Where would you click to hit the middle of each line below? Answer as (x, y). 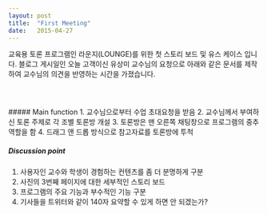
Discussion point (37, 151)
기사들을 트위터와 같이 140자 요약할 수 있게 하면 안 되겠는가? (114, 202)
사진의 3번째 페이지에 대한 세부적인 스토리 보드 (92, 182)
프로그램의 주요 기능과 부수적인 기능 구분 (83, 192)
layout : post (30, 16)
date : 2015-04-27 (41, 30)
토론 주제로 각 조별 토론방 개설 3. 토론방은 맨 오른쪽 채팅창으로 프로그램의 (130, 122)
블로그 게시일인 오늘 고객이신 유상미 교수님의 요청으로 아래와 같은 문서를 (131, 64)
